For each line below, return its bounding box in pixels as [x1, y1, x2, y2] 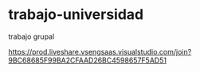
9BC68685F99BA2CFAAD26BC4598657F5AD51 [8, 55, 167, 65]
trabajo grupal [8, 32, 55, 41]
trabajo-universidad [8, 6, 144, 24]
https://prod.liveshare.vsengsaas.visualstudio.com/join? [8, 47, 192, 56]
